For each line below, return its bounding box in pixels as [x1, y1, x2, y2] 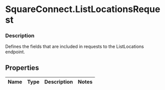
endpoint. [5, 49, 25, 55]
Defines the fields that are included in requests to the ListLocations [5, 44, 144, 50]
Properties [5, 63, 39, 72]
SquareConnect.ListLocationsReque [5, 4, 160, 15]
